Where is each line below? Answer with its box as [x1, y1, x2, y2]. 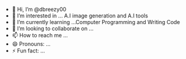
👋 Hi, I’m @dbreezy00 [11, 6, 67, 13]
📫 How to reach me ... [11, 32, 68, 39]
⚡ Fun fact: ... [11, 47, 45, 54]
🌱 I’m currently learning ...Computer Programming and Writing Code [11, 19, 181, 25]
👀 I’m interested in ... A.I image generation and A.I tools [11, 12, 149, 19]
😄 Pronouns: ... [11, 40, 51, 48]
